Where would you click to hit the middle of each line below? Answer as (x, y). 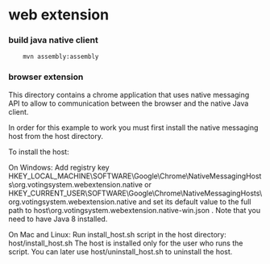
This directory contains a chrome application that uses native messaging (129, 94)
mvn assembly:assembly (61, 57)
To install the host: (39, 152)
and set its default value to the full (195, 201)
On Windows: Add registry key (59, 167)
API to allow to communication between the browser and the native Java (129, 103)
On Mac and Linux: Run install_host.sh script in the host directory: (118, 234)
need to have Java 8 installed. (58, 219)
